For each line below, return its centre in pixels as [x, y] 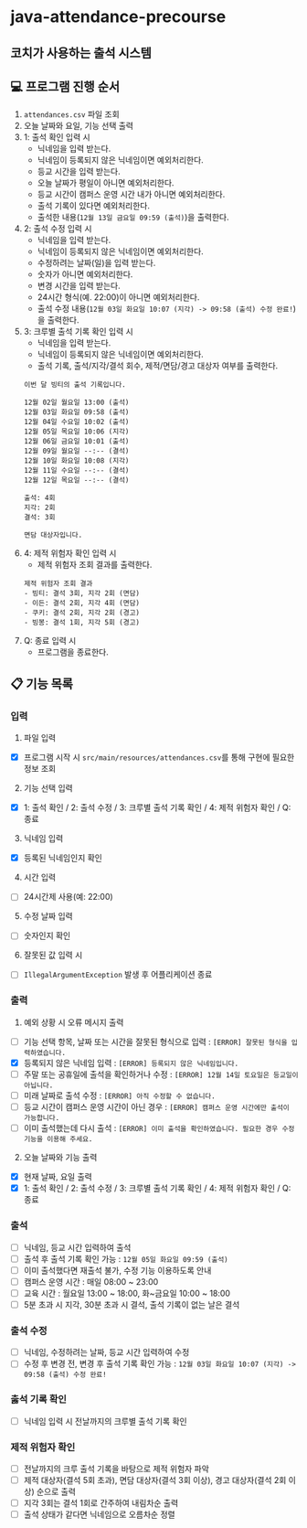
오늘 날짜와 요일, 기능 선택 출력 [78, 126]
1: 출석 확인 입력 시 [57, 137]
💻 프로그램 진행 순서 [65, 86]
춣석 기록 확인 [39, 1399]
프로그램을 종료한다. [73, 652]
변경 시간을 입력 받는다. [79, 286]
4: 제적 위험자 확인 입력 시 [70, 553]
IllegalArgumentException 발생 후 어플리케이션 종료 [118, 975]
